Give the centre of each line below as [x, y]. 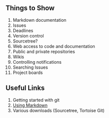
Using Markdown [30, 105]
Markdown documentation [39, 20]
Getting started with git [36, 100]
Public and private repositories [44, 51]
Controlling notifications [37, 62]
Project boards [28, 72]
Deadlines [23, 30]
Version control [28, 36]
